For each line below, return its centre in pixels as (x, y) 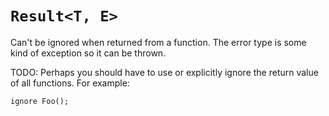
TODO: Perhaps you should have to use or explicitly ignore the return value (164, 72)
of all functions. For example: (70, 83)
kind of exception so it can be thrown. (88, 53)
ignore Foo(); (40, 101)
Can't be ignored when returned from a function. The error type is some (158, 42)
